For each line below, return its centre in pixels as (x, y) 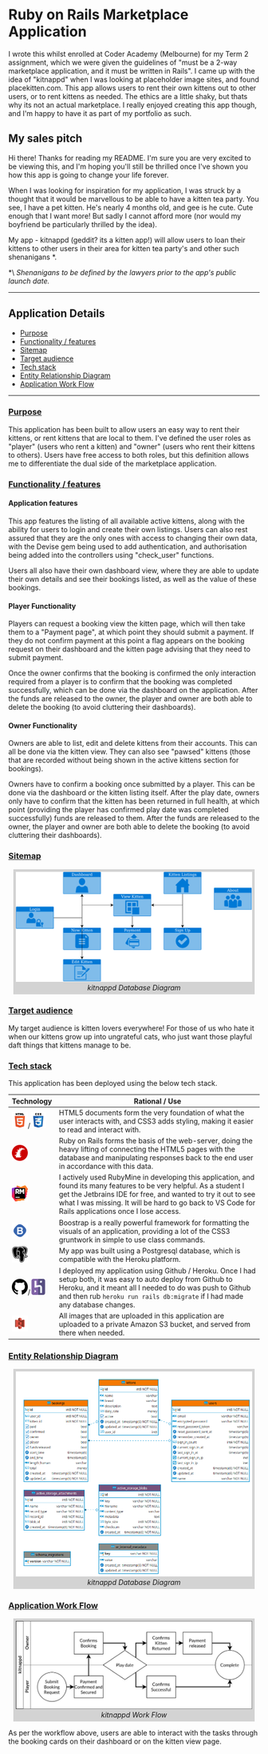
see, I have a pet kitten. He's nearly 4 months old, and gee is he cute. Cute (131, 207)
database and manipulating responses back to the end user (156, 1158)
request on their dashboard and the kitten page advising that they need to (130, 649)
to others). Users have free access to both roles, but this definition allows (129, 455)
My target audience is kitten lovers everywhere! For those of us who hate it (131, 1028)
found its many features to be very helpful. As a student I (152, 1186)
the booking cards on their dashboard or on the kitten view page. (115, 1741)
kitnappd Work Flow (134, 1715)
